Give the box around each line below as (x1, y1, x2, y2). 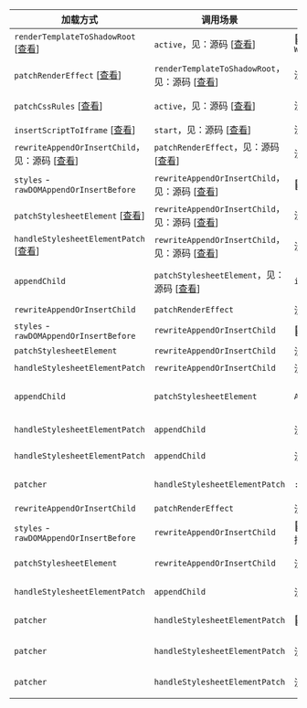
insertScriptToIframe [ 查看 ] (14, 123, 136, 136)
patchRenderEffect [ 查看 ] (14, 69, 122, 81)
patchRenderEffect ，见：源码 (153, 141, 281, 153)
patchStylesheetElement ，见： (153, 269, 285, 281)
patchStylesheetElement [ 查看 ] (14, 209, 145, 222)
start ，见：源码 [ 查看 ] (153, 123, 251, 136)
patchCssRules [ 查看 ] (14, 100, 103, 112)
